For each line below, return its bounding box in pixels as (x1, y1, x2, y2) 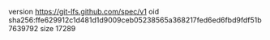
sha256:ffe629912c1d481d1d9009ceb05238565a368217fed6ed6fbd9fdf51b (8, 15, 262, 25)
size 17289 (40, 24, 76, 33)
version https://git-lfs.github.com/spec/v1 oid (8, 7, 160, 16)
